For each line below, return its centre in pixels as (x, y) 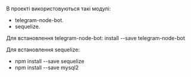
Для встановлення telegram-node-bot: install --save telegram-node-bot (96, 38)
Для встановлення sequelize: (43, 50)
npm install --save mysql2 (47, 67)
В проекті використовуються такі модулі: (59, 9)
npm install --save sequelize (49, 61)
